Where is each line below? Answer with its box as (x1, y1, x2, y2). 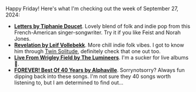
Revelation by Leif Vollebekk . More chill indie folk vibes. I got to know (14, 41, 184, 48)
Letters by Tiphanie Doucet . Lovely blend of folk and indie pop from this (14, 23, 191, 29)
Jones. (14, 35, 31, 42)
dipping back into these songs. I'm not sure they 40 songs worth (14, 73, 171, 80)
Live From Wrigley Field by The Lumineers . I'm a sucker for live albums (14, 54, 189, 61)
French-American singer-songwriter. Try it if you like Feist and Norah (14, 29, 181, 36)
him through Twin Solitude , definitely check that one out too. (14, 48, 161, 55)
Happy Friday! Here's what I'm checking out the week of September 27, (5, 5, 179, 12)
